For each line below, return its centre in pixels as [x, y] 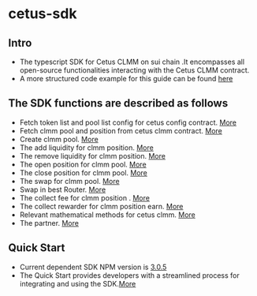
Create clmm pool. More [59, 139]
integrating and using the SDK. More [78, 283]
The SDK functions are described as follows [118, 103]
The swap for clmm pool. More [69, 181]
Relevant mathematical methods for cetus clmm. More [107, 215]
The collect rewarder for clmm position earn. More [101, 206]
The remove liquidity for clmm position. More [92, 155]
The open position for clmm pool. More [83, 164]
